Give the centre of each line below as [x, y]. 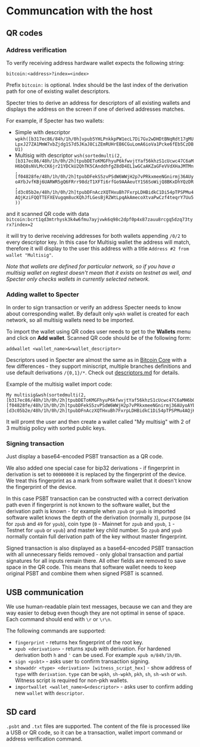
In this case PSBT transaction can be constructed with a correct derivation [97, 498]
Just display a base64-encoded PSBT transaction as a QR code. [85, 457]
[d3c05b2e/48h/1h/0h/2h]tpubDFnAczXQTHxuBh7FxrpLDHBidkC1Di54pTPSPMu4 [104, 192]
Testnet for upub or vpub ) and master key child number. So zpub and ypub [94, 530]
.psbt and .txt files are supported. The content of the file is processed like [98, 726]
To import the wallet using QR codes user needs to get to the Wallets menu [99, 331]
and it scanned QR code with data [48, 213]
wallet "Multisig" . [30, 255]
